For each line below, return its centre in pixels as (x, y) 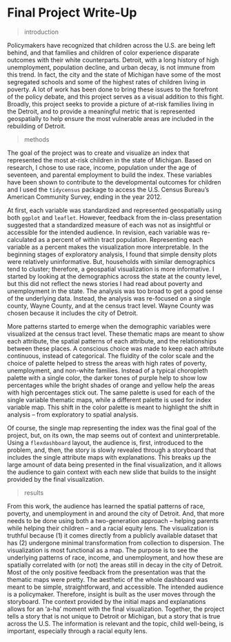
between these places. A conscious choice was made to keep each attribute (115, 348)
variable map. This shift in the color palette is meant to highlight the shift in (113, 407)
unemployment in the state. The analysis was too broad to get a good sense (115, 291)
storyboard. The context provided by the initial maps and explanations (107, 601)
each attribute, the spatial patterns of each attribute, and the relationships (112, 341)
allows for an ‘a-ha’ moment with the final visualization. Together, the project (116, 609)
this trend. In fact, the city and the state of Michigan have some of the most (114, 75)
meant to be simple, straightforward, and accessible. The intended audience (115, 587)
